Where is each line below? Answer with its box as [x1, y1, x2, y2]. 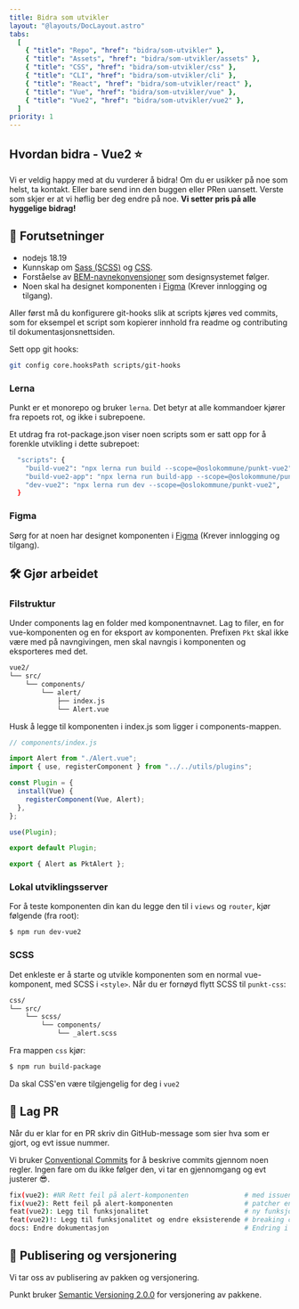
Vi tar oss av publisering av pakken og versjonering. [9, 1272, 200, 1282]
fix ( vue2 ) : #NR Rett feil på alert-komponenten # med [9, 1191, 265, 1199]
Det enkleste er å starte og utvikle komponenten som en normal [9, 969, 243, 980]
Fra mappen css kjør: [9, 1045, 86, 1055]
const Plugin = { [9, 778, 74, 788]
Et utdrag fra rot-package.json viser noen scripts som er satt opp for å [9, 428, 267, 439]
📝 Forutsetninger [9, 229, 105, 244]
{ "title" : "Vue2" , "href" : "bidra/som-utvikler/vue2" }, [25, 95, 245, 105]
